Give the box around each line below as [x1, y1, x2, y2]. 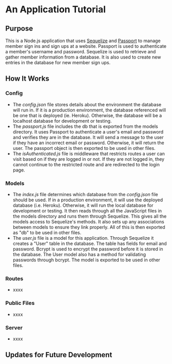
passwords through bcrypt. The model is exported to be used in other [12, 257, 161, 263]
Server [5, 324, 23, 331]
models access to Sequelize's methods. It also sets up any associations [12, 218, 164, 224]
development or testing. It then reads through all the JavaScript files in [12, 207, 162, 214]
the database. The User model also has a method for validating [12, 251, 146, 257]
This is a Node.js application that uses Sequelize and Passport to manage [5, 37, 161, 44]
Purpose [5, 24, 33, 33]
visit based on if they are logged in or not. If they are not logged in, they [12, 156, 165, 162]
